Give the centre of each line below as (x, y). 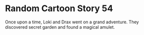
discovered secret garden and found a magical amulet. (60, 27)
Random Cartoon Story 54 (59, 9)
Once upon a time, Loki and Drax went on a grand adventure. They (72, 22)
